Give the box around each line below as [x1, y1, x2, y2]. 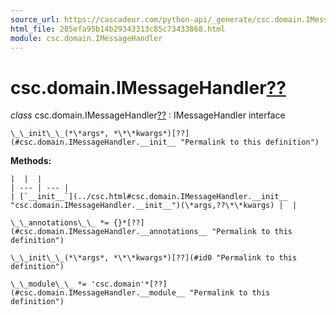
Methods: [10, 155, 52, 167]
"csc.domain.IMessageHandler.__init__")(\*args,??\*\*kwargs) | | [10, 201, 298, 211]
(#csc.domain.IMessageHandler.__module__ [10, 288, 186, 298]
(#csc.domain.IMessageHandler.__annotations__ [10, 227, 208, 237]
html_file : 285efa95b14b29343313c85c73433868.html [10, 24, 226, 34]
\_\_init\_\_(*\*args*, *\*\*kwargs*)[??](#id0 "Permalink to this [10, 253, 298, 263]
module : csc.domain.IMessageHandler [10, 33, 163, 43]
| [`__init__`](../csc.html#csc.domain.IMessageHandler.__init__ [10, 192, 288, 202]
